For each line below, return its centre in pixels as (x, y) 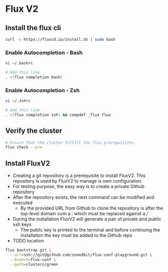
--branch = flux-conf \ (33, 259)
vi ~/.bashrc (19, 63)
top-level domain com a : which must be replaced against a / (84, 214)
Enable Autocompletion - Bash (44, 53)
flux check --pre (24, 147)
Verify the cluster (34, 131)
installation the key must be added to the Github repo (76, 235)
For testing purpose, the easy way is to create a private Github (79, 187)
